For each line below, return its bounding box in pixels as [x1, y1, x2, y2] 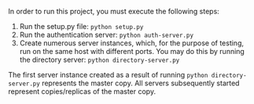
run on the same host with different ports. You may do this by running [19, 47, 245, 56]
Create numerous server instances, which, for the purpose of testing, [19, 38, 245, 48]
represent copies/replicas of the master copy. [8, 87, 156, 96]
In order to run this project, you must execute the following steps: [8, 7, 220, 16]
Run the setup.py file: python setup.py [19, 22, 144, 30]
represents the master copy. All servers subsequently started [42, 78, 240, 88]
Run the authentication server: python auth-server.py [19, 30, 194, 39]
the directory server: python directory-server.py [19, 55, 180, 64]
